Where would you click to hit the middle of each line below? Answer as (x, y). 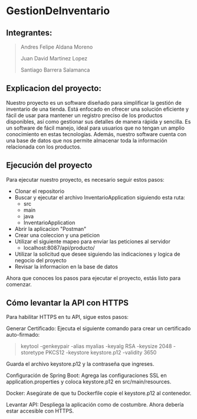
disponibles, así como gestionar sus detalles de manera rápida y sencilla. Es (98, 121)
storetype (32, 353)
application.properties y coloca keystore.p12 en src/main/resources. (89, 382)
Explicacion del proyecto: (54, 88)
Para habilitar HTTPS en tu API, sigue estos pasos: (67, 317)
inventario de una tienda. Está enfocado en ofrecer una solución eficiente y (97, 109)
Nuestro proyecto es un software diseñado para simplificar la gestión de (94, 102)
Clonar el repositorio (40, 191)
